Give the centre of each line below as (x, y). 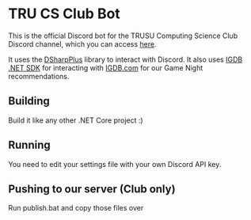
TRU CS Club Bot (64, 14)
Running (30, 145)
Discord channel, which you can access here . (82, 44)
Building (29, 101)
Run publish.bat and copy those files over (76, 208)
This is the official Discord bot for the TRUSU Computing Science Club (123, 36)
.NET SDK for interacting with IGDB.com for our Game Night (106, 67)
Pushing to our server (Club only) (92, 189)
